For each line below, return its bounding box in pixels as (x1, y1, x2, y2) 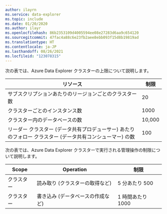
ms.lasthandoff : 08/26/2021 (5, 49, 64, 54)
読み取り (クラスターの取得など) (36, 180, 112, 187)
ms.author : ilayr (5, 26, 41, 31)
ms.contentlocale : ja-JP (5, 44, 57, 49)
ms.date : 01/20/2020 (5, 21, 48, 26)
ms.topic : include (5, 16, 43, 21)
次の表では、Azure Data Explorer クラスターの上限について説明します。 (5, 68, 152, 74)
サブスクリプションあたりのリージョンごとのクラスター (7, 91, 137, 98)
